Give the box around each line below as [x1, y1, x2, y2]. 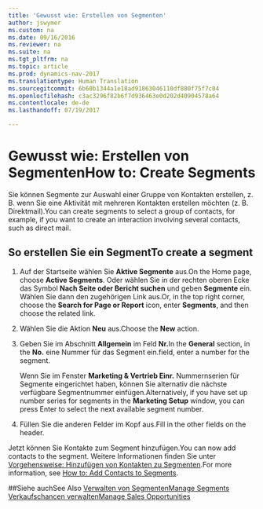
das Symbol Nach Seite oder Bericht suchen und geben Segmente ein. [19, 284, 252, 293]
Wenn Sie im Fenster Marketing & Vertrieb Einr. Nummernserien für [19, 371, 239, 380]
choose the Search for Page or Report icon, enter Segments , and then [19, 300, 249, 309]
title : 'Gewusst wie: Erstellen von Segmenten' [8, 11, 167, 20]
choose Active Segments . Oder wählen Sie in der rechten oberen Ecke [19, 275, 250, 284]
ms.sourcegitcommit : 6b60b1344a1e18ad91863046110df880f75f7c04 [8, 84, 220, 93]
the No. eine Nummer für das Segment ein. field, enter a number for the [19, 347, 250, 357]
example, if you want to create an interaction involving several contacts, [8, 214, 241, 224]
